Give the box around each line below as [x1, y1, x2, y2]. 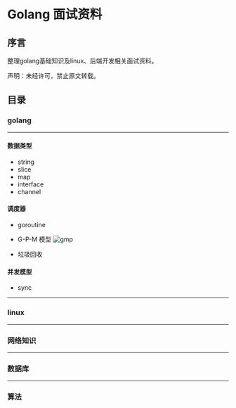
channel [17, 187, 41, 196]
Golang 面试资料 [7, 6, 103, 23]
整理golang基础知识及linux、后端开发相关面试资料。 [7, 57, 158, 65]
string [17, 158, 35, 166]
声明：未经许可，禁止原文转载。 [7, 72, 100, 79]
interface [17, 180, 44, 189]
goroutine [17, 221, 46, 229]
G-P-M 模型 [17, 235, 52, 243]
